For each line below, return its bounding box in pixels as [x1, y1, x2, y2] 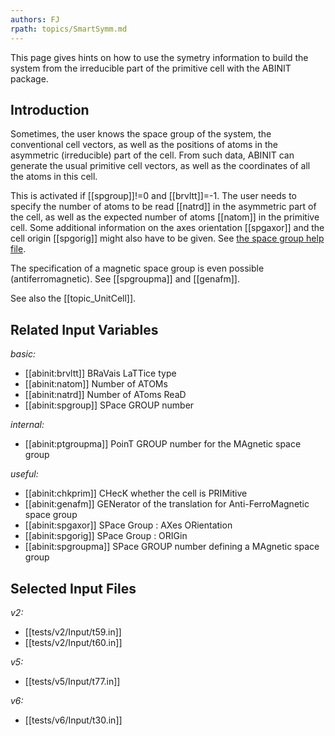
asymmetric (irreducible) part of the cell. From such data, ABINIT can [10, 149, 295, 161]
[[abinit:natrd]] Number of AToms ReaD [24, 389, 187, 401]
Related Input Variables [10, 321, 159, 338]
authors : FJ [10, 14, 60, 25]
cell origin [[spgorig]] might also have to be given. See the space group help [10, 232, 325, 245]
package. [10, 72, 49, 85]
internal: [10, 419, 45, 431]
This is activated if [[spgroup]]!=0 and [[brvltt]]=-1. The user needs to [10, 190, 298, 202]
